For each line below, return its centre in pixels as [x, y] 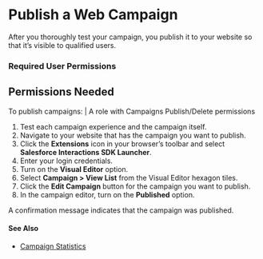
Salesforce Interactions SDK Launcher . [86, 152]
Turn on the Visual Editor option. [74, 169]
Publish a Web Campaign [93, 15]
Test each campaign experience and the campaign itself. [113, 126]
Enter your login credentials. [66, 161]
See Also [23, 229]
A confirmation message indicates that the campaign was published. [121, 210]
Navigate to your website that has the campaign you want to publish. [133, 135]
